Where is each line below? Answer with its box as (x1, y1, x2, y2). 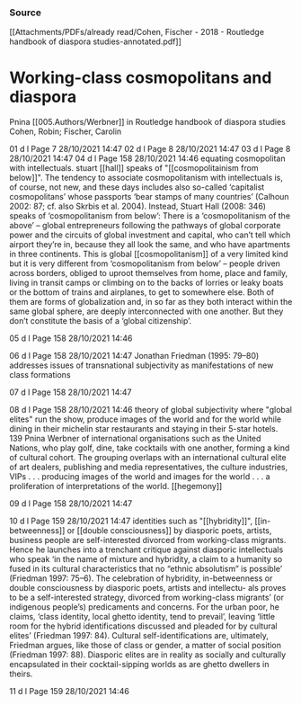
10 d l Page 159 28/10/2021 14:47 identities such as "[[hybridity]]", (9, 515, 253, 527)
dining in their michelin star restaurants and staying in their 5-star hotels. (9, 424, 279, 434)
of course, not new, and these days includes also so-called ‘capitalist (9, 182, 265, 192)
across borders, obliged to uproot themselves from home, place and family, (9, 268, 288, 279)
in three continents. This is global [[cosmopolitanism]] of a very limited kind (9, 249, 288, 260)
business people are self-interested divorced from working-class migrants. (9, 535, 287, 546)
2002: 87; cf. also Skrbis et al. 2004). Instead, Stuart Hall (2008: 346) (9, 201, 267, 212)
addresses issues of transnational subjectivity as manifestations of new (9, 360, 274, 370)
